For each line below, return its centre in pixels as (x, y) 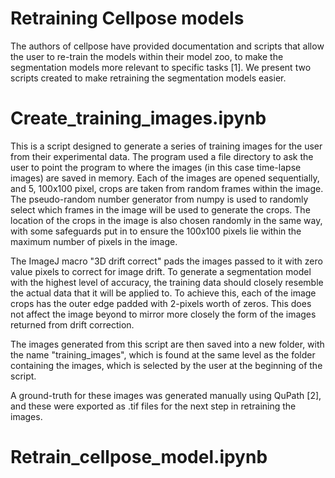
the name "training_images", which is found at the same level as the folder (163, 354)
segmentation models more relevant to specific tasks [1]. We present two (161, 67)
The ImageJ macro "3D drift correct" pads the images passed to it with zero (166, 261)
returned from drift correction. (72, 324)
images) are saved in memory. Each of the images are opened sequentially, (165, 178)
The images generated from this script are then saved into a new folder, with (167, 344)
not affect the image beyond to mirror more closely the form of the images (163, 314)
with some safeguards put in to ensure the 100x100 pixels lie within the (156, 231)
